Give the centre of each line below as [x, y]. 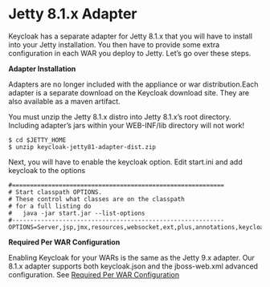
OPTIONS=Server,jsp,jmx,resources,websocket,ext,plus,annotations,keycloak [138, 227]
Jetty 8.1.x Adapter [73, 14]
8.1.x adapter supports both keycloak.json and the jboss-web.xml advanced [133, 266]
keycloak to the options [47, 170]
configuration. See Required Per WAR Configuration [94, 274]
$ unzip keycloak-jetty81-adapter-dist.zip [82, 147]
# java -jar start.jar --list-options [77, 213]
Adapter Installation [42, 68]
